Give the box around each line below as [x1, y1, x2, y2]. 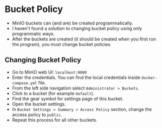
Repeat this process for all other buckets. [12, 116, 98, 123]
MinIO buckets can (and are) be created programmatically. [12, 20, 133, 26]
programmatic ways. [12, 30, 55, 36]
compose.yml [12, 80, 37, 85]
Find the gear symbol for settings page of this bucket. [12, 95, 124, 101]
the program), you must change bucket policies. [12, 41, 112, 47]
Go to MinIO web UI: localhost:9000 [12, 69, 87, 75]
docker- [141, 75, 157, 80]
